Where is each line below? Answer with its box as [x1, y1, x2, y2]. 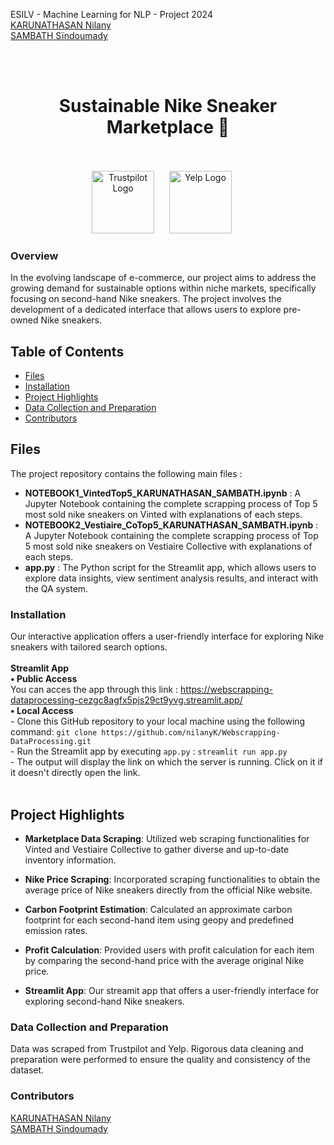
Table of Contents [10, 343, 125, 360]
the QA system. [24, 582, 89, 594]
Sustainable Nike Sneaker [58, 95, 278, 118]
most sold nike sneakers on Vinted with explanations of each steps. [24, 508, 303, 520]
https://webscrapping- [180, 684, 273, 696]
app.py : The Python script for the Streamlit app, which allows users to [24, 561, 317, 573]
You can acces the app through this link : [10, 684, 179, 696]
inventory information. [24, 854, 117, 866]
